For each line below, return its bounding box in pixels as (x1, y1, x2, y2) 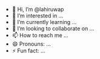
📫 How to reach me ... (12, 32, 68, 39)
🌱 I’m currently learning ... (12, 19, 77, 25)
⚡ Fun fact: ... (12, 47, 45, 54)
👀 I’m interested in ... (12, 12, 64, 19)
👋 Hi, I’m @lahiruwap (12, 6, 64, 13)
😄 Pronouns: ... (12, 40, 52, 48)
